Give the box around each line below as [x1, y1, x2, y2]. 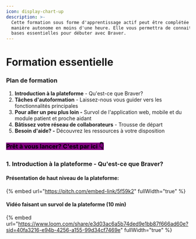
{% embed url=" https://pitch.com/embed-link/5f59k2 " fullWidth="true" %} [6, 187, 186, 194]
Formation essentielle [6, 56, 114, 69]
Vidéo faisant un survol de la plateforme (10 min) [6, 201, 127, 208]
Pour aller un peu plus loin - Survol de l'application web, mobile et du [14, 108, 182, 115]
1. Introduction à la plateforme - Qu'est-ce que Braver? [6, 160, 163, 168]
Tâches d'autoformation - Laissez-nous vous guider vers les [14, 96, 162, 103]
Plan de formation [6, 77, 58, 85]
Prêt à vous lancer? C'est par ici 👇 [6, 142, 104, 150]
